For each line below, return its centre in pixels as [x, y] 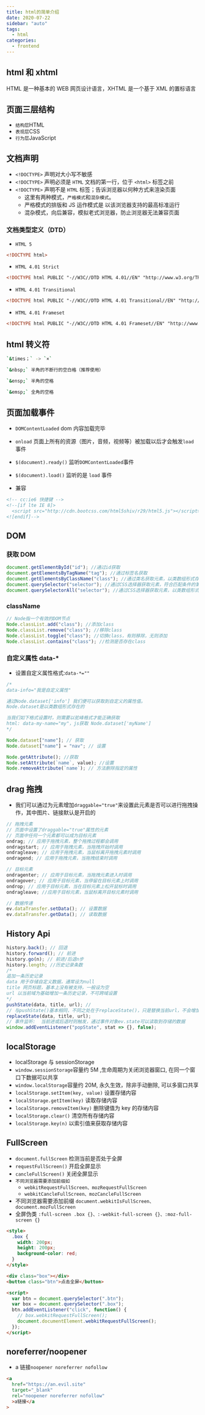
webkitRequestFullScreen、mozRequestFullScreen [85, 1188]
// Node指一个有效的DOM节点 [38, 619]
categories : [21, 40]
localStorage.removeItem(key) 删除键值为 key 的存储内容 [87, 1108]
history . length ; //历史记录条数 [45, 965]
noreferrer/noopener [47, 1352]
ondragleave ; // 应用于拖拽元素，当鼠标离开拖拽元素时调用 [74, 853]
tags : [13, 29]
